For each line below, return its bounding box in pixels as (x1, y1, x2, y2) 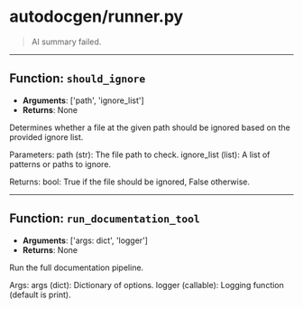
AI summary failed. (31, 36, 102, 47)
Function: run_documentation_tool (9, 211, 200, 227)
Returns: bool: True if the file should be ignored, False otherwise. (9, 176, 251, 187)
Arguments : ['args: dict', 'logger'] (22, 235, 149, 246)
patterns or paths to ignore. (9, 158, 111, 169)
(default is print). (9, 289, 71, 300)
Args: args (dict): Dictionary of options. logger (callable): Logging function (9, 279, 284, 290)
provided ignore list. (9, 131, 84, 142)
